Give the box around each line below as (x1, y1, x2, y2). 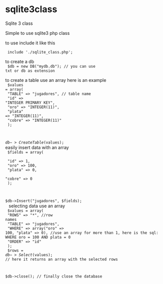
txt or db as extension (5, 68, 55, 73)
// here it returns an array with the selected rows (5, 257, 118, 262)
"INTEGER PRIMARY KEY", (5, 100, 55, 105)
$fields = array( (7, 150, 44, 155)
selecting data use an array (9, 203, 65, 209)
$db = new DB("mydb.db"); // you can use (7, 64, 96, 69)
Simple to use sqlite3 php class (5, 30, 70, 36)
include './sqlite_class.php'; (7, 50, 73, 55)
